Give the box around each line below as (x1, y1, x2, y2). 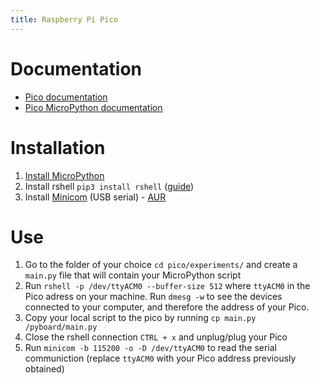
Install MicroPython (24, 169, 105, 181)
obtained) (24, 363, 65, 375)
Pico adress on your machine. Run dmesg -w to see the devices (24, 291, 283, 303)
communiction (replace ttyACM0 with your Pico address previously (24, 352, 297, 365)
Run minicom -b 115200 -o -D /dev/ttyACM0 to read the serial (24, 342, 277, 354)
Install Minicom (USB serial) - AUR (24, 191, 167, 203)
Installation (10, 136, 106, 159)
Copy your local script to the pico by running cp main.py (24, 312, 257, 324)
